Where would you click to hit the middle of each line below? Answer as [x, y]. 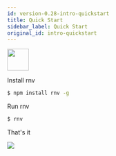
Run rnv [18, 106]
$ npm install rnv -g [38, 93]
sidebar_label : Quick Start [48, 26]
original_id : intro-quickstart [52, 33]
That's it [19, 132]
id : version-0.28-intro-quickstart [58, 14]
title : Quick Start [35, 20]
